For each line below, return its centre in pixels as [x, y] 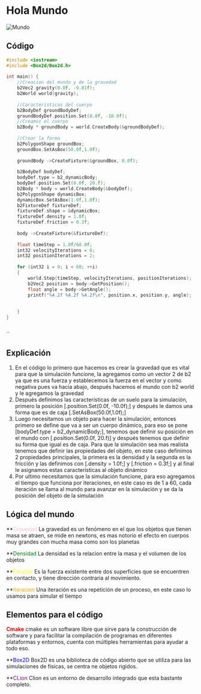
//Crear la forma [39, 138]
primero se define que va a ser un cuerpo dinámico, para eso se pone [101, 425]
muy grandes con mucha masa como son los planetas [73, 542]
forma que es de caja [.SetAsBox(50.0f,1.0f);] [70, 412]
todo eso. [18, 648]
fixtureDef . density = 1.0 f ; [52, 217]
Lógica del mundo [40, 514]
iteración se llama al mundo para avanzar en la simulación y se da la [99, 489]
